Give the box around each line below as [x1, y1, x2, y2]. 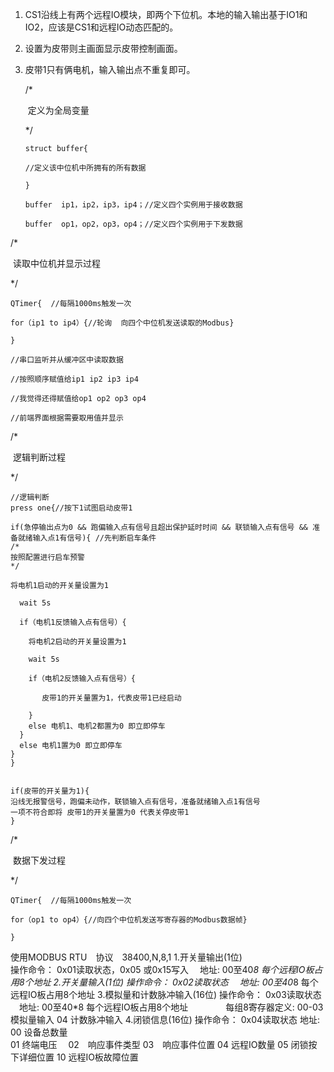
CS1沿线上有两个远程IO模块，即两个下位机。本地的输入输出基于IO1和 [24, 9, 308, 20]
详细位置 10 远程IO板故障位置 [18, 1051, 139, 1063]
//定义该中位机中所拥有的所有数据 [24, 163, 147, 173]
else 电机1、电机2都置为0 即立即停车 [28, 721, 166, 731]
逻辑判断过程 [12, 451, 66, 463]
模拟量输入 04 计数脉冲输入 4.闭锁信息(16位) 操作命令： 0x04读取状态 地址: [10, 1014, 321, 1025]
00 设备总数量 [10, 1026, 68, 1038]
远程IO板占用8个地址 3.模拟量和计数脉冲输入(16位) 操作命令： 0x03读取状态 [10, 989, 322, 1000]
